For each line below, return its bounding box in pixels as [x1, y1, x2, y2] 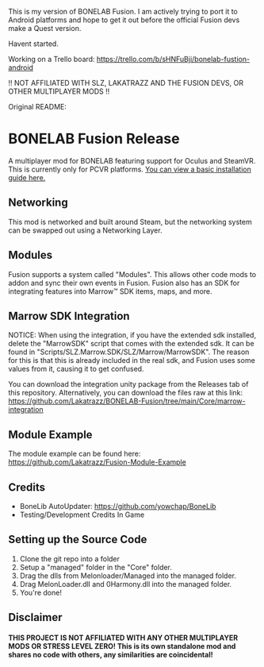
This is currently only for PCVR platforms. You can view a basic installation [8, 164, 251, 174]
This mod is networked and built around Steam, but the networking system [8, 217, 252, 226]
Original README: [8, 102, 67, 111]
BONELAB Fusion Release [8, 130, 180, 148]
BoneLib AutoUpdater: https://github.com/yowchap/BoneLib [19, 502, 216, 511]
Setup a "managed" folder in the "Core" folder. [19, 562, 173, 572]
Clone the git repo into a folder [19, 553, 121, 563]
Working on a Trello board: [8, 55, 95, 64]
